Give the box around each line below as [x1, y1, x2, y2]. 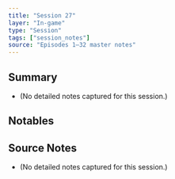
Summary [8, 70, 58, 84]
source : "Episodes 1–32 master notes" [8, 41, 136, 49]
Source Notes [8, 141, 78, 154]
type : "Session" [8, 26, 62, 34]
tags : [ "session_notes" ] [8, 33, 90, 42]
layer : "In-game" [8, 19, 66, 27]
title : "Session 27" [8, 11, 77, 20]
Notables [8, 114, 55, 128]
